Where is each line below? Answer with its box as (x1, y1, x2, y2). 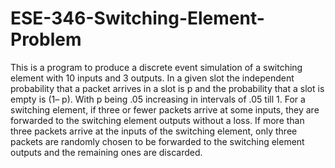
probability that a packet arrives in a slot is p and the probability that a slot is (10, 82, 325, 94)
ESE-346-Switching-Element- (10, 7, 265, 30)
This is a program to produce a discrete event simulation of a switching (10, 61, 303, 73)
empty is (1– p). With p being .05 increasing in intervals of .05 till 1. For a (10, 93, 306, 105)
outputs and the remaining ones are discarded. (10, 146, 203, 158)
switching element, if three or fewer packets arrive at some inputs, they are (10, 103, 320, 116)
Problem (10, 28, 82, 51)
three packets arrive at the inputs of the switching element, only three (10, 125, 298, 137)
